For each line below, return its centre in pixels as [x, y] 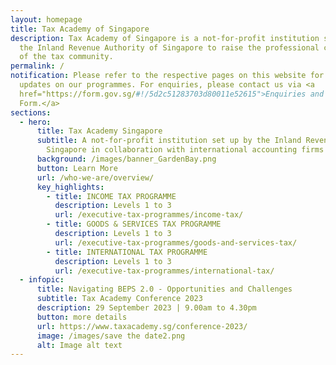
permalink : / [37, 66]
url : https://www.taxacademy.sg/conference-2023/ [142, 326]
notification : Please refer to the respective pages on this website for [167, 76]
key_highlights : [70, 187]
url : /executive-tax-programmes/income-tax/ [149, 215]
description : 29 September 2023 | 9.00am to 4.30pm [146, 308]
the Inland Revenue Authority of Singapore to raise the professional [169, 47]
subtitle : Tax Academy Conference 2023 [119, 299]
